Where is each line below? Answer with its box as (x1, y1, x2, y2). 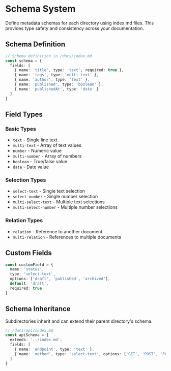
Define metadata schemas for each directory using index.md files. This (5, 20, 154, 26)
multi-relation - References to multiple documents (12, 234, 121, 240)
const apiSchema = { (5, 332, 49, 338)
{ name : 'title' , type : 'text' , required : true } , (14, 68, 124, 73)
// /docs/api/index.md (5, 328, 53, 333)
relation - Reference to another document (12, 228, 103, 234)
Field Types (5, 110, 43, 118)
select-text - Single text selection (12, 188, 85, 194)
